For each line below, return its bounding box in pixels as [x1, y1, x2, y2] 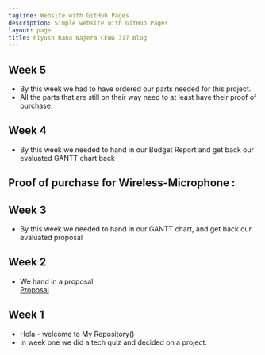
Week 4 [8, 124, 48, 137]
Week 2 [8, 255, 47, 269]
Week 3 [8, 203, 47, 216]
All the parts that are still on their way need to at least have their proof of [19, 93, 257, 102]
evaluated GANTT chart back [19, 153, 115, 162]
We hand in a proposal [19, 277, 94, 286]
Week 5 [8, 63, 46, 76]
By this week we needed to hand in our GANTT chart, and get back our [19, 224, 252, 234]
